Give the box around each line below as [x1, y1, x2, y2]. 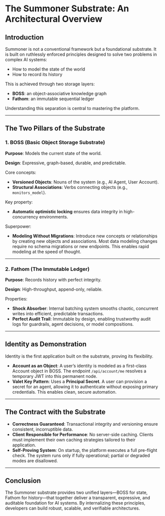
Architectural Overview [5, 13, 103, 25]
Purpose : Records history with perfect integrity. [5, 277, 102, 283]
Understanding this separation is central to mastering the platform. [5, 106, 140, 111]
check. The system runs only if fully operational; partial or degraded [12, 452, 150, 458]
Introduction [5, 33, 44, 41]
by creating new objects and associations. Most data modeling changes [12, 238, 158, 244]
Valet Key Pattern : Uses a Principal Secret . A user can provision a [12, 378, 147, 384]
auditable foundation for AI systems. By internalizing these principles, [5, 500, 146, 506]
